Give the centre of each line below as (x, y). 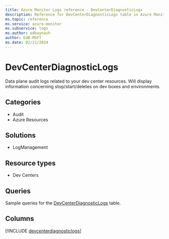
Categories (23, 102)
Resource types (30, 163)
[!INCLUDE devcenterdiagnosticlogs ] (43, 230)
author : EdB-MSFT (23, 38)
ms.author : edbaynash (28, 33)
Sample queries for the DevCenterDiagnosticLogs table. (63, 203)
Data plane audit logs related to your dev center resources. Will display (78, 81)
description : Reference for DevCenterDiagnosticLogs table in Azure (78, 15)
